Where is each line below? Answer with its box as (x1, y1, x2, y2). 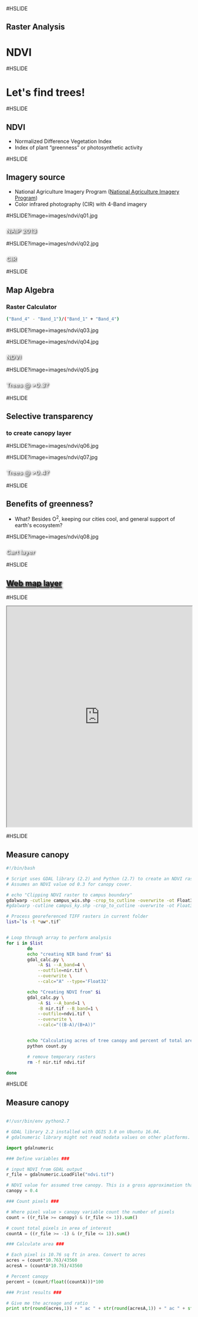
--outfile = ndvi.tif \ (37, 1011, 91, 1017)
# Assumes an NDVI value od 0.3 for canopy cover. (6, 881, 133, 887)
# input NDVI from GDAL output (6, 1166, 83, 1172)
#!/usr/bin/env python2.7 (6, 1118, 69, 1125)
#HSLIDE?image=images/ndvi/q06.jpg (6, 443, 99, 450)
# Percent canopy (6, 1273, 49, 1279)
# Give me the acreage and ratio (6, 1300, 88, 1306)
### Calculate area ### (6, 1241, 65, 1247)
